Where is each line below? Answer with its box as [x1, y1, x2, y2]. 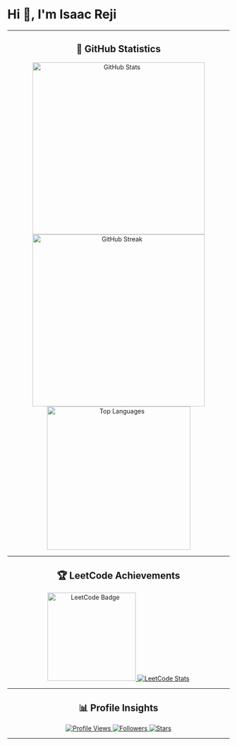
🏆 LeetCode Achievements [56, 570, 181, 582]
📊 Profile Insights [78, 702, 159, 714]
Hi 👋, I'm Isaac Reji [7, 6, 117, 23]
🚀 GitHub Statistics [76, 43, 161, 55]
